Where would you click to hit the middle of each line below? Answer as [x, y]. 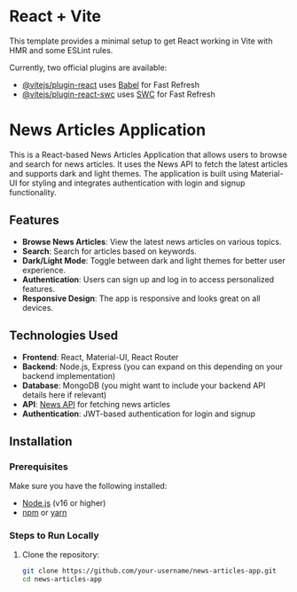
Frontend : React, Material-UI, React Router [100, 357]
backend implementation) [69, 375]
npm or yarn [44, 513]
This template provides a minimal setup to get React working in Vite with [141, 41]
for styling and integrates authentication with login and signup [132, 183]
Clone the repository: [61, 555]
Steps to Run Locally [54, 536]
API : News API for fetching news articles [96, 404]
